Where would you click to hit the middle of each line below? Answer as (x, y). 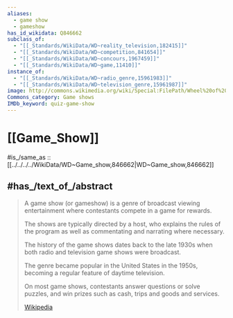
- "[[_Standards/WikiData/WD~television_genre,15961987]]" (101, 85)
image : (17, 91)
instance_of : (26, 71)
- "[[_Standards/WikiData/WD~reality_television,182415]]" (101, 46)
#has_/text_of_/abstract (60, 187)
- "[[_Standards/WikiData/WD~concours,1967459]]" (86, 59)
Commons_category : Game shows (51, 98)
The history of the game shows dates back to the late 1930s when (118, 245)
